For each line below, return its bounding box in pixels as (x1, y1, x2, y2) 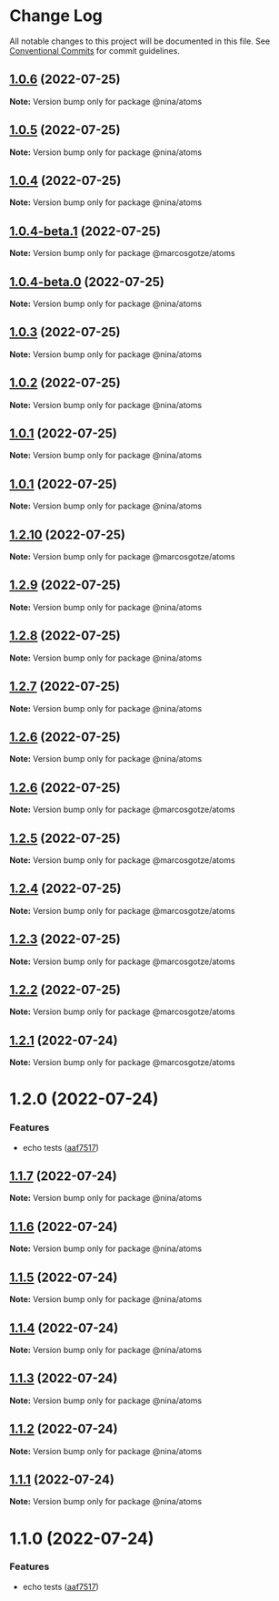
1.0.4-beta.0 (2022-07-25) (9, 274, 165, 290)
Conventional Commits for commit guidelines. (9, 45, 180, 56)
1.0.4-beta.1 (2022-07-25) (9, 223, 162, 239)
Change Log (9, 5, 103, 26)
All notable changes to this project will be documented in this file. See (9, 36, 271, 46)
